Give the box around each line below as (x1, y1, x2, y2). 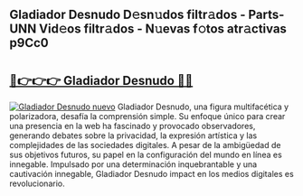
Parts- (248, 7, 285, 23)
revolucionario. (9, 178, 65, 189)
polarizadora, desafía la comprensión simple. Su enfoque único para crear (9, 111, 286, 121)
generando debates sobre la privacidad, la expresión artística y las (9, 130, 258, 141)
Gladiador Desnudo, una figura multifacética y (117, 101, 289, 112)
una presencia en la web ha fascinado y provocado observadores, (9, 121, 256, 131)
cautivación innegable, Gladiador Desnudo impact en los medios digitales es (9, 169, 294, 179)
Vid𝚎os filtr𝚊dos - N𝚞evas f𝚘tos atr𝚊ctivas (39, 22, 288, 37)
